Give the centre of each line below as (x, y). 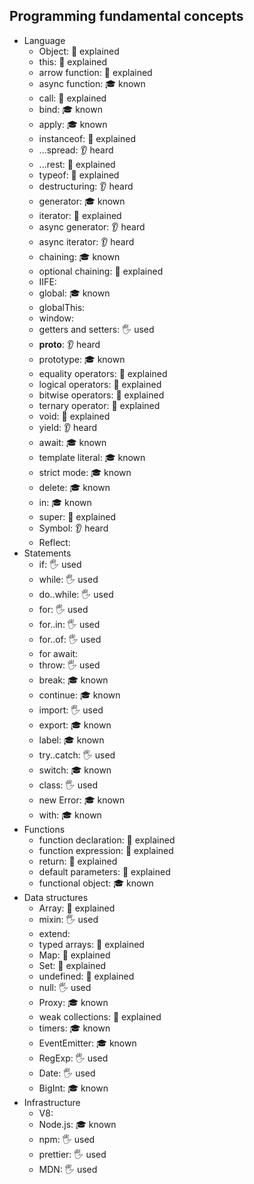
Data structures (56, 897)
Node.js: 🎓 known (77, 1124)
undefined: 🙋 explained (86, 976)
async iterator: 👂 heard (86, 241)
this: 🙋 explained (73, 61)
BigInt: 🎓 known (73, 1088)
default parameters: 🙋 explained (104, 871)
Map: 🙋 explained (74, 955)
